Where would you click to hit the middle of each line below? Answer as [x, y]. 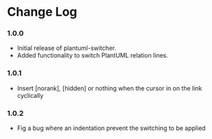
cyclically [30, 95]
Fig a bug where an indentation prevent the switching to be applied [111, 128]
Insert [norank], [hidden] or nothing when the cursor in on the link [109, 88]
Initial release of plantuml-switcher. [66, 48]
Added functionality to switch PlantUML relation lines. [93, 55]
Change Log [42, 12]
